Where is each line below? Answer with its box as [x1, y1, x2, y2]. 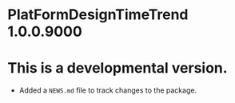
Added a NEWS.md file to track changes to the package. [18, 85, 197, 95]
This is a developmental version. [7, 59, 229, 77]
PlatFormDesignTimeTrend [7, 6, 189, 24]
